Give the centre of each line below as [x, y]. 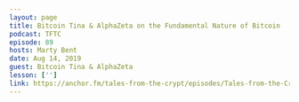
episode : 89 [31, 42]
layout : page [33, 17]
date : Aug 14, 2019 [45, 59]
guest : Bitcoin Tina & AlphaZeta [71, 67]
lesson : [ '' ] [33, 75]
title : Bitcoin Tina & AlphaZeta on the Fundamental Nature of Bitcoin [145, 26]
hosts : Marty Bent [43, 51]
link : [19, 83]
